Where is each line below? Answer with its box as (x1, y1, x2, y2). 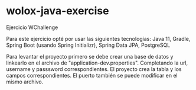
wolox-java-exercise (6, 4, 109, 18)
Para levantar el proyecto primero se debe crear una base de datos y (6, 53, 174, 60)
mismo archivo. (6, 78, 44, 85)
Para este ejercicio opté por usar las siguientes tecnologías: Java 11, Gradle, (6, 35, 191, 42)
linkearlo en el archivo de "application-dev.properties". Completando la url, (6, 59, 188, 66)
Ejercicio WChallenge (6, 24, 58, 31)
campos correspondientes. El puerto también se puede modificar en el (6, 72, 178, 79)
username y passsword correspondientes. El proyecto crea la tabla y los (6, 65, 182, 72)
